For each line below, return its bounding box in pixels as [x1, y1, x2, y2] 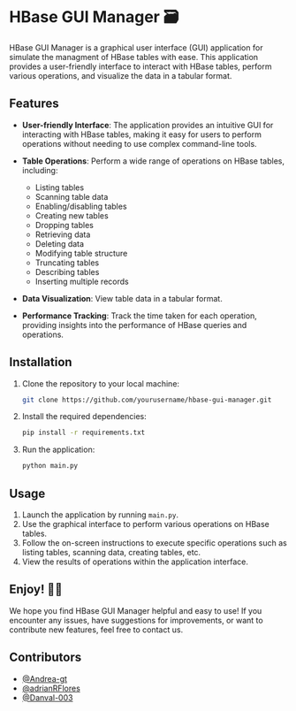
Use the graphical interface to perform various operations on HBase [21, 519, 269, 529]
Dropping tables [34, 219, 95, 230]
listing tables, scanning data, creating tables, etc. [21, 547, 201, 557]
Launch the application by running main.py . [21, 509, 179, 520]
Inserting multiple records [34, 276, 130, 287]
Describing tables [34, 266, 100, 277]
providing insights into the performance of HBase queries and [21, 319, 247, 330]
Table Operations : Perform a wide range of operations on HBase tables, [21, 156, 285, 166]
